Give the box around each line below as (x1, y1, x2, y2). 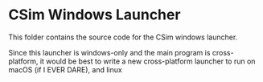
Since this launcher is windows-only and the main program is (8, 47, 211, 57)
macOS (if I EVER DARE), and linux (8, 64, 122, 74)
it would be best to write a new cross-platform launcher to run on (39, 56, 256, 66)
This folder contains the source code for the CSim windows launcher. (8, 32, 238, 42)
